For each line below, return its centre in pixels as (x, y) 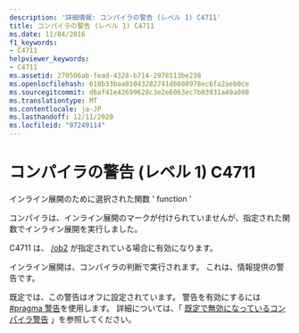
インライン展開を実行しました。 (83, 229)
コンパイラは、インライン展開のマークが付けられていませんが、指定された (146, 217)
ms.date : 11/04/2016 (48, 34)
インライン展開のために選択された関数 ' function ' (100, 198)
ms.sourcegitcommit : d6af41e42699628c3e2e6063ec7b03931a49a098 (129, 92)
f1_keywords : (33, 42)
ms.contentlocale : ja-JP (55, 109)
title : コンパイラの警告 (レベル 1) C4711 (82, 26)
